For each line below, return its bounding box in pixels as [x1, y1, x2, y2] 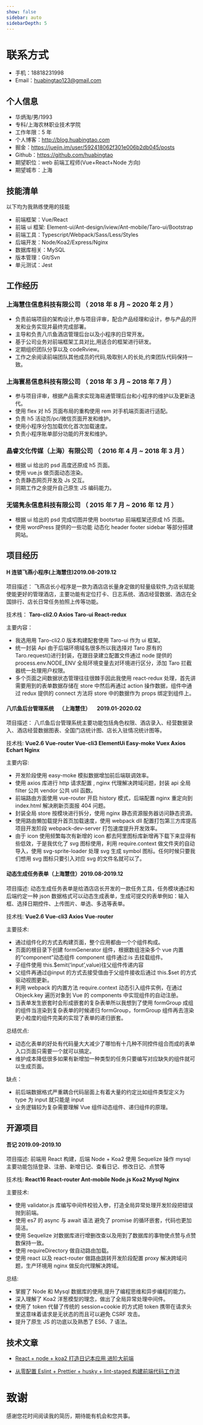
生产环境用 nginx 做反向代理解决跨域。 [25, 1262, 122, 1269]
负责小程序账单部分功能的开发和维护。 [14, 430, 111, 437]
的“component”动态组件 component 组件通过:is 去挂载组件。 [14, 953, 166, 961]
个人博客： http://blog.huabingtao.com [14, 136, 110, 143]
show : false [6, 8, 36, 15]
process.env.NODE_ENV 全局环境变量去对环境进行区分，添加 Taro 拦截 [14, 659, 192, 666]
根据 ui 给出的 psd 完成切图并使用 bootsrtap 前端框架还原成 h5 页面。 [14, 516, 188, 523]
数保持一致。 [14, 1239, 47, 1247]
